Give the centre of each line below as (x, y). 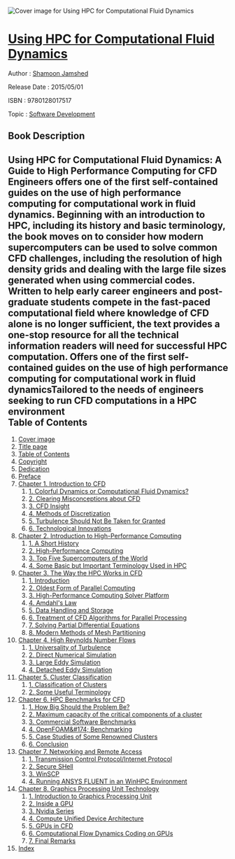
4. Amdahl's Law (52, 603)
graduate (28, 302)
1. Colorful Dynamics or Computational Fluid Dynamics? (108, 491)
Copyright (33, 461)
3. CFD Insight (49, 506)
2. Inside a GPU (51, 804)
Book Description (47, 136)
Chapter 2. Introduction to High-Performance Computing (100, 536)
